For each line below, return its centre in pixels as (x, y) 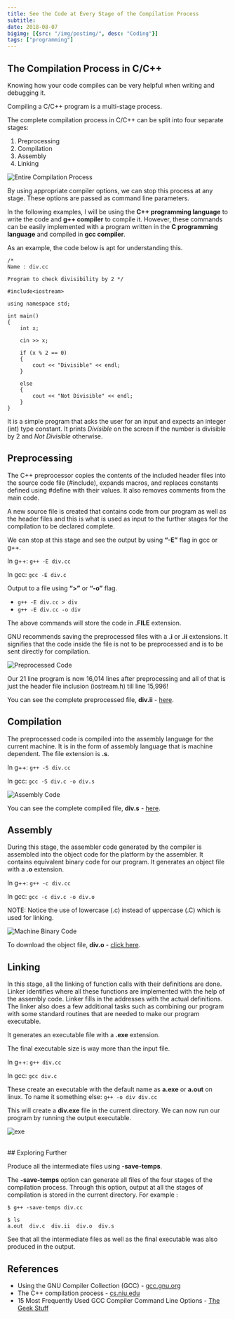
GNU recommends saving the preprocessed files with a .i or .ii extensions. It (117, 636)
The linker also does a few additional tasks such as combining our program (116, 1006)
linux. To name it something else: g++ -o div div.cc (82, 1097)
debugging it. (26, 93)
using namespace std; (39, 304)
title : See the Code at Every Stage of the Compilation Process (103, 14)
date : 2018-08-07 (33, 27)
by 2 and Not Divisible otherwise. (55, 436)
